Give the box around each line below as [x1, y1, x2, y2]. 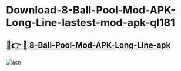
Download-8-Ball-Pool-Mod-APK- [6, 4, 176, 17]
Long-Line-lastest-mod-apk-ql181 [6, 16, 175, 29]
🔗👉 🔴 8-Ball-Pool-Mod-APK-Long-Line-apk [6, 40, 171, 50]
